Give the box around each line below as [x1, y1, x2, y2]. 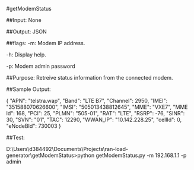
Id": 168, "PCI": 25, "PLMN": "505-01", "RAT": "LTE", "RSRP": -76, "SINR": [6, 110, 185, 117]
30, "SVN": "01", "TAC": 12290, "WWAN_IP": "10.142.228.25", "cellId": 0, [6, 116, 182, 123]
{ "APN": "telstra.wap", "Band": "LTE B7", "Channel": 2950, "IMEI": [6, 97, 168, 104]
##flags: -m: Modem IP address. [6, 40, 85, 46]
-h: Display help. [6, 51, 46, 58]
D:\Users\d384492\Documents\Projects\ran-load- [6, 146, 129, 152]
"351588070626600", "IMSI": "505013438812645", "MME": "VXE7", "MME [6, 103, 188, 111]
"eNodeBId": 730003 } [6, 122, 61, 130]
